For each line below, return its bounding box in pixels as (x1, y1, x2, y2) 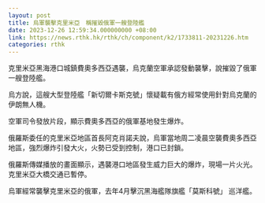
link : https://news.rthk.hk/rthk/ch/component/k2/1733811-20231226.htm (8, 33, 248, 42)
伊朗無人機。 (8, 100, 50, 109)
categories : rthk (8, 41, 65, 49)
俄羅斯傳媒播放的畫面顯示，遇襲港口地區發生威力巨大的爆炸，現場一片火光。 (8, 160, 257, 169)
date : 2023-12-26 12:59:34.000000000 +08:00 (8, 26, 157, 34)
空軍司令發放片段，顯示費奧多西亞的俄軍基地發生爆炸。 (8, 116, 188, 126)
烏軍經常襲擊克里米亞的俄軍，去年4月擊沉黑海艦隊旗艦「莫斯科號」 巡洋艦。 (8, 186, 256, 196)
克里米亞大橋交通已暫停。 (8, 170, 91, 179)
